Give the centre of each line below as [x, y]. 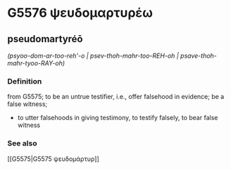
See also [22, 143]
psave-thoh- [199, 55]
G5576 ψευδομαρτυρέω [80, 13]
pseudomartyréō [45, 39]
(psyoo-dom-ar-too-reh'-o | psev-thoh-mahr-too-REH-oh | [93, 55]
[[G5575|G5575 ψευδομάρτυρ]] [54, 159]
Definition [25, 81]
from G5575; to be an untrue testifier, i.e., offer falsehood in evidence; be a [116, 97]
